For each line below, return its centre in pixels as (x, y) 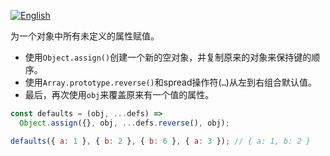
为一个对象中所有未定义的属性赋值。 (85, 36)
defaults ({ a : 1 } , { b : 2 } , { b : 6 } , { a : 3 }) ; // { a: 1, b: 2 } (160, 141)
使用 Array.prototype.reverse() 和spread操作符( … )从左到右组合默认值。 (170, 82)
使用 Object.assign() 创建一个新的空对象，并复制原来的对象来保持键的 (168, 57)
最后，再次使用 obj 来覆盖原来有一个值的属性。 (119, 94)
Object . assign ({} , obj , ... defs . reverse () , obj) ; (124, 123)
